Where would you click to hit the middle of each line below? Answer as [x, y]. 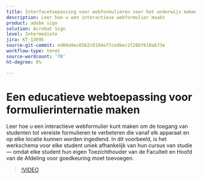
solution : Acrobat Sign [36, 29]
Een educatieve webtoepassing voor [99, 97]
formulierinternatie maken [73, 110]
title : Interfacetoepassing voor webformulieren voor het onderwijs [94, 12]
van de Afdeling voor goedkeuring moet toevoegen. [70, 158]
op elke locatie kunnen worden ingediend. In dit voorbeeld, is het [87, 139]
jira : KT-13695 [25, 40]
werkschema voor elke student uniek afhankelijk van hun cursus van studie [99, 145]
